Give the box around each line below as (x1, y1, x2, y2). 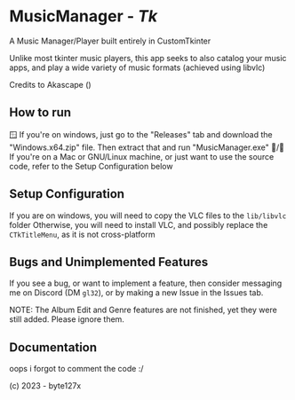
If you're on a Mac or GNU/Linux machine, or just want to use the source (9, 151, 275, 161)
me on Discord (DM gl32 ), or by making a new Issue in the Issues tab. (9, 287, 264, 298)
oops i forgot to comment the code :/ (9, 364, 144, 374)
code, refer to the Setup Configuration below (9, 161, 173, 171)
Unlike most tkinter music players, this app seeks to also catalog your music (9, 52, 287, 63)
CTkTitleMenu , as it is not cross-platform (9, 229, 155, 239)
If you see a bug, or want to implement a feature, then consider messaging (9, 278, 283, 289)
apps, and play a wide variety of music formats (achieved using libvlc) (9, 62, 266, 73)
